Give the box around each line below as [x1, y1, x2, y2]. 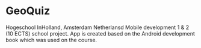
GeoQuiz [5, 4, 51, 18]
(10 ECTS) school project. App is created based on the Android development [5, 30, 195, 37]
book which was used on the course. [5, 36, 97, 43]
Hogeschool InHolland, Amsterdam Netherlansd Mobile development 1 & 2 [5, 24, 190, 31]
